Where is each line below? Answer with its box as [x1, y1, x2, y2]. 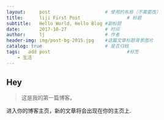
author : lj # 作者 [6, 32, 120, 38]
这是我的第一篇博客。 [21, 94, 75, 102]
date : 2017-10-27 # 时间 [6, 26, 120, 32]
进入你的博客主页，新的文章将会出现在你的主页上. [6, 107, 132, 114]
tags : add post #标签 [6, 49, 139, 55]
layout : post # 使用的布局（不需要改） [6, 9, 161, 15]
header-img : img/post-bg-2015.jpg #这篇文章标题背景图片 [6, 37, 154, 43]
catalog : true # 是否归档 [6, 43, 129, 50]
